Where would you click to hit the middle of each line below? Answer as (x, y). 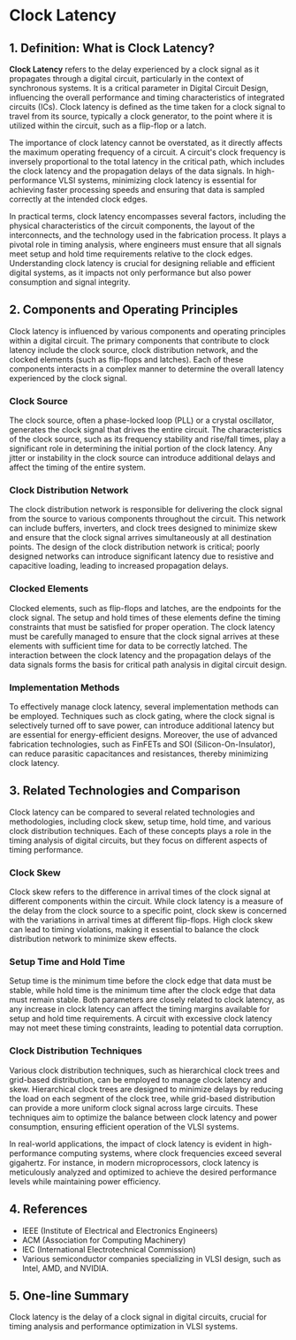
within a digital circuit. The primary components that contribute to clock (139, 341)
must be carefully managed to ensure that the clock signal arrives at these (144, 636)
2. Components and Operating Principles (124, 310)
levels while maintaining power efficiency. (85, 1181)
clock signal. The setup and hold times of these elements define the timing (145, 617)
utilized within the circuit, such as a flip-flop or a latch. (108, 126)
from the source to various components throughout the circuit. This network (148, 519)
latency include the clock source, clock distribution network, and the (134, 349)
